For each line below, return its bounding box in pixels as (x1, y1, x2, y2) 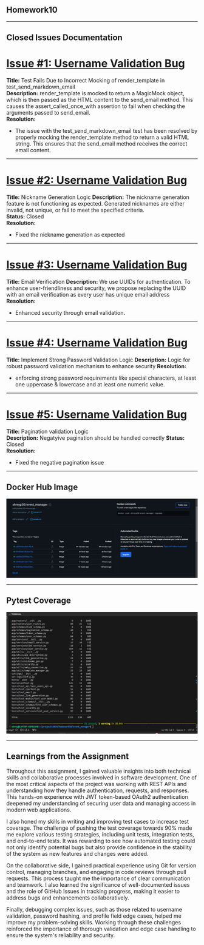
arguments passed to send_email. (6, 109, 90, 116)
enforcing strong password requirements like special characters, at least (15, 374, 196, 382)
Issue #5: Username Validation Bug (6, 408, 187, 422)
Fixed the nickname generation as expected (15, 231, 125, 238)
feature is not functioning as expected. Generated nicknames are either (6, 200, 185, 207)
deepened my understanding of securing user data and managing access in (6, 799, 196, 807)
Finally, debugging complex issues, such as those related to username (6, 906, 182, 913)
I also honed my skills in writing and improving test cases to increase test (6, 818, 189, 825)
